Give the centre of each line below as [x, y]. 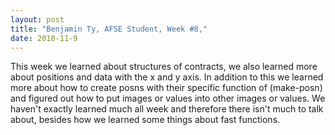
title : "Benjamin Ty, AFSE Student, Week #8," [109, 29]
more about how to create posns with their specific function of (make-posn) [166, 88]
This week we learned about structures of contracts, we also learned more [164, 67]
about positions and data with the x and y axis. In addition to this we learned [167, 77]
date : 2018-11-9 [44, 38]
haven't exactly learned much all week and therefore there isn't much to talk [167, 109]
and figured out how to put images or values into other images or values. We [168, 98]
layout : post [37, 19]
